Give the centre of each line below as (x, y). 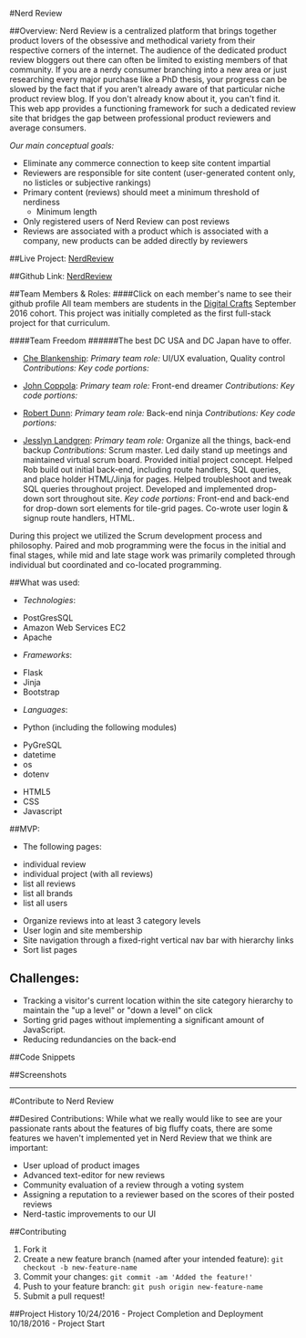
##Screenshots (38, 1074)
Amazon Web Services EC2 (74, 627)
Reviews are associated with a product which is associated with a (145, 231)
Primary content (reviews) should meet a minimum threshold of (141, 192)
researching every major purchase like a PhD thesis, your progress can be (148, 79)
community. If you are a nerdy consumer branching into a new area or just (148, 69)
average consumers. (48, 128)
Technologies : (49, 600)
